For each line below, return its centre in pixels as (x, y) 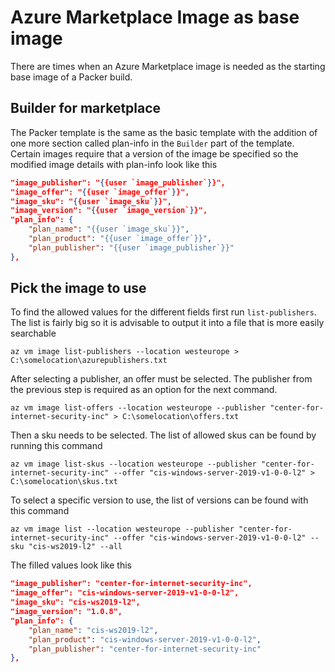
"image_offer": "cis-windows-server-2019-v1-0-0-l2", (125, 593)
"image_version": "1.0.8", (66, 612)
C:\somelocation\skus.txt (64, 482)
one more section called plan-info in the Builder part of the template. (152, 143)
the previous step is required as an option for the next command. (144, 390)
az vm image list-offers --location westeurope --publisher (138, 408)
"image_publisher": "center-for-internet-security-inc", (131, 584)
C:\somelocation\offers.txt (180, 417)
